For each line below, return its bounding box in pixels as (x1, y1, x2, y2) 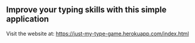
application (6, 14, 49, 24)
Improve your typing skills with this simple (6, 5, 167, 15)
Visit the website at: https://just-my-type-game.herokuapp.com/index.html (6, 30, 189, 37)
